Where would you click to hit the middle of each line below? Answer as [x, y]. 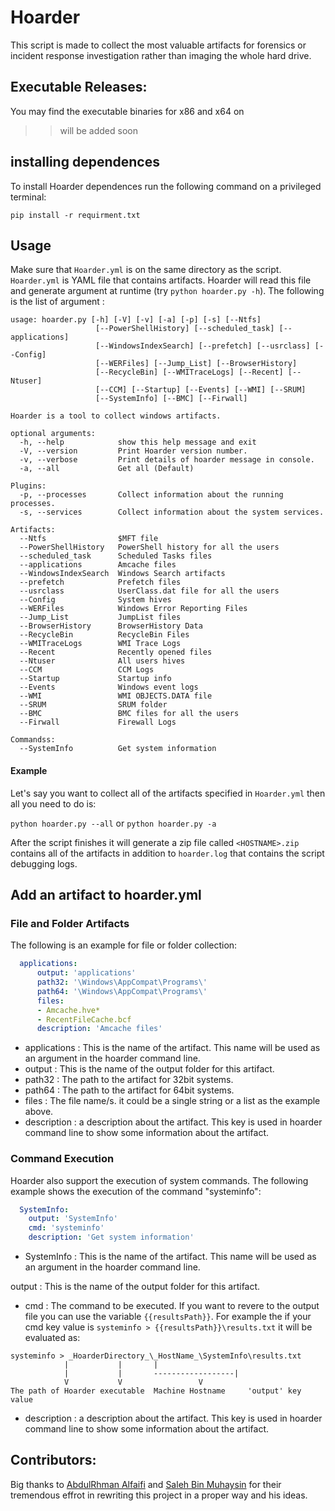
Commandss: [33, 740]
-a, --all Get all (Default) [107, 469]
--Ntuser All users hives [102, 661]
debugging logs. [44, 863]
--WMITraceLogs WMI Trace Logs [100, 644]
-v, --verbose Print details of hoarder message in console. [167, 460]
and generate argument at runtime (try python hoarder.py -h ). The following [167, 291]
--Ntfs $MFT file [89, 539]
